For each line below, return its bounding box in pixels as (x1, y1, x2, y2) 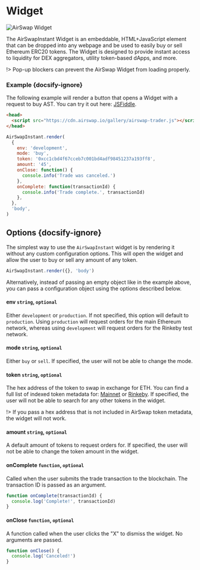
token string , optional (6, 371, 62, 378)
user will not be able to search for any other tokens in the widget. (6, 397, 165, 404)
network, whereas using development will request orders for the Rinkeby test (6, 324, 192, 331)
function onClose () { (6, 547, 60, 554)
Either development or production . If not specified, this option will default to (6, 311, 189, 319)
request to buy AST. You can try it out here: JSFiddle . (6, 101, 137, 108)
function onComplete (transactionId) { (6, 493, 102, 499)
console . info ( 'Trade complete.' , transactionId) (21, 189, 145, 195)
